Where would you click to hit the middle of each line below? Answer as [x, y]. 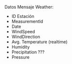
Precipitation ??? [28, 52]
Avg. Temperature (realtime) [40, 42]
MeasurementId [27, 21]
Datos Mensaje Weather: [29, 7]
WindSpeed [23, 32]
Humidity [21, 47]
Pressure [21, 57]
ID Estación [23, 16]
